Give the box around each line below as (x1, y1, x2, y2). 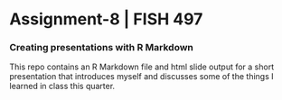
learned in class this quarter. (9, 81, 116, 92)
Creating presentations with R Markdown (9, 41, 194, 54)
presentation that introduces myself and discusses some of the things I (9, 71, 274, 82)
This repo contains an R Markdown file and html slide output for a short (9, 61, 274, 72)
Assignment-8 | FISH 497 (9, 9, 203, 30)
